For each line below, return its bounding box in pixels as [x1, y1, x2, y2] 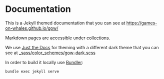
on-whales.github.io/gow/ [5, 25, 58, 31]
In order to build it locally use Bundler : [5, 59, 83, 65]
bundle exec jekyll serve [5, 69, 59, 74]
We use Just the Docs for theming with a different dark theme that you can [5, 44, 159, 50]
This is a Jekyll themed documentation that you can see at [5, 20, 125, 26]
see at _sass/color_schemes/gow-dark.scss [5, 50, 96, 56]
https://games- [126, 20, 157, 26]
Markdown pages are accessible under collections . [5, 35, 110, 41]
